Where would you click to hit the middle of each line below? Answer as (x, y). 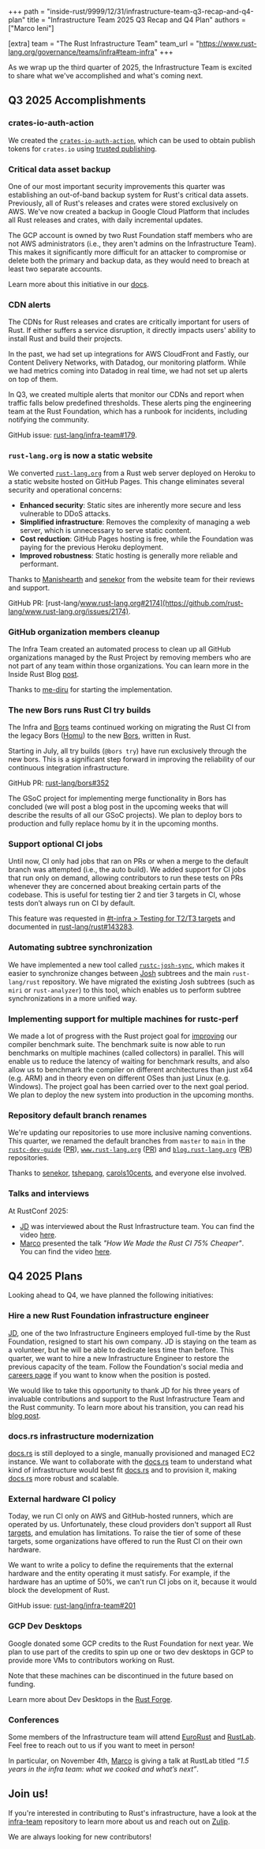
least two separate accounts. (55, 269)
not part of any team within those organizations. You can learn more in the (129, 665)
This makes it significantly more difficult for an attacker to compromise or (127, 251)
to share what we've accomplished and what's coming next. (106, 76)
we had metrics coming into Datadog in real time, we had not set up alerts (128, 371)
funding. (22, 1684)
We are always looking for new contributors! (80, 1836)
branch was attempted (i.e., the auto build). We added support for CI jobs (127, 870)
